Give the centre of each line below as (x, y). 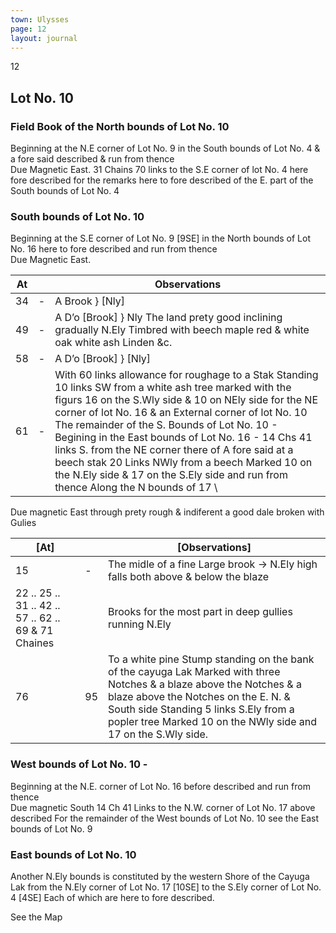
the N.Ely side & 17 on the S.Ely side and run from (171, 475)
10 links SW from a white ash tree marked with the (173, 388)
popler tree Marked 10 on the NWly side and (212, 722)
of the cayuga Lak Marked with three (194, 672)
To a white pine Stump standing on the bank (211, 659)
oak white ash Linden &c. (113, 343)
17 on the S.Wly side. (158, 734)
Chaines (35, 643)
